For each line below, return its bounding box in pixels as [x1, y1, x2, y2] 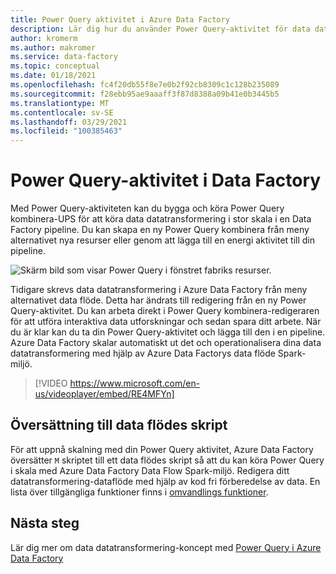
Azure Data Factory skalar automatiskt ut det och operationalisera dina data [10, 337, 322, 349]
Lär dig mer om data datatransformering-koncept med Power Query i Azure [10, 541, 322, 553]
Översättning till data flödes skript [10, 417, 228, 434]
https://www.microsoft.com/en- [69, 377, 201, 390]
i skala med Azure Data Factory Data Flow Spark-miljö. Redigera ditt [10, 464, 290, 476]
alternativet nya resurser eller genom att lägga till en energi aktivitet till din [10, 234, 316, 246]
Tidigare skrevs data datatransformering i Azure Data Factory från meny [10, 284, 308, 296]
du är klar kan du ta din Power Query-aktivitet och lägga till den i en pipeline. [10, 326, 326, 338]
